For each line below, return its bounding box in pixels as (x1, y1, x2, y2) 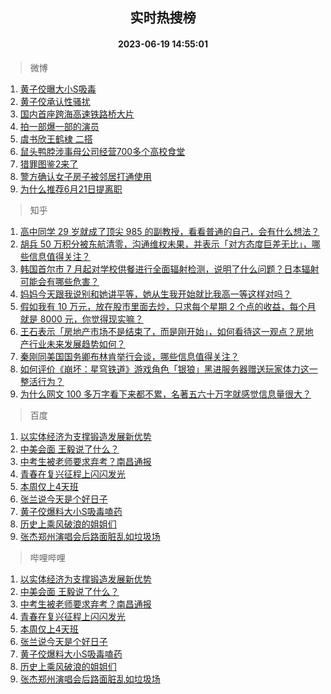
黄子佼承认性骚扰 (19, 95, 91, 107)
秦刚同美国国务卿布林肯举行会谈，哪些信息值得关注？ (19, 350, 240, 362)
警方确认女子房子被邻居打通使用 (19, 170, 152, 182)
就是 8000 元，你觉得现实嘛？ (19, 313, 144, 325)
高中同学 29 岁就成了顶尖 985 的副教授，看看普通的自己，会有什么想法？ (19, 225, 320, 237)
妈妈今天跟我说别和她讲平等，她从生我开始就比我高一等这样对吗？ (19, 288, 292, 300)
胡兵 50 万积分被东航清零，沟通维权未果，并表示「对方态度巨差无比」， (19, 238, 312, 250)
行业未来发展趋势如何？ (28, 338, 126, 350)
